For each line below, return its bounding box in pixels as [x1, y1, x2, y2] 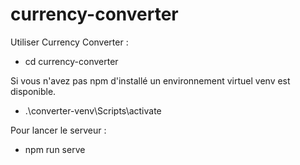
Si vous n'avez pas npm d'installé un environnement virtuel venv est [10, 74, 291, 87]
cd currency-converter [24, 55, 119, 67]
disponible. [10, 85, 57, 97]
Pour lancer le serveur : [10, 124, 107, 136]
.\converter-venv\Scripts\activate [24, 104, 162, 117]
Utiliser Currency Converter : [10, 36, 129, 48]
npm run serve [24, 143, 86, 155]
